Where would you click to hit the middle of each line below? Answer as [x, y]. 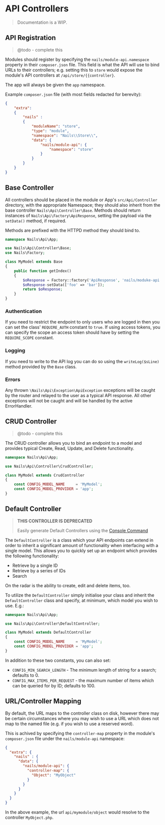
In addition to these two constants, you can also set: [58, 660]
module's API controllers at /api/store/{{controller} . [60, 75]
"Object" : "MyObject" [54, 775]
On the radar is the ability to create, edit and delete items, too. [68, 585]
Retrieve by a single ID [35, 565]
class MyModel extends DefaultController [48, 633]
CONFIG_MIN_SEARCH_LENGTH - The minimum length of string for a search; [84, 670]
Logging [15, 351]
